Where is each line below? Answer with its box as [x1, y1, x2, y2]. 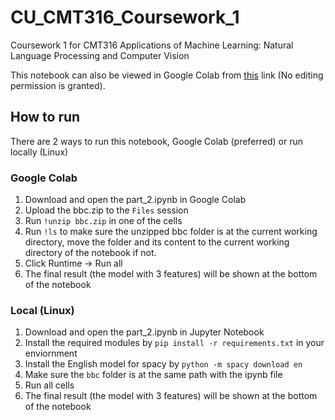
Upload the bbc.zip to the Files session [24, 204, 189, 216]
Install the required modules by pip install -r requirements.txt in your [24, 337, 325, 349]
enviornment [24, 347, 78, 360]
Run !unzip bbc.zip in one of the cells [24, 215, 183, 227]
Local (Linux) [10, 303, 75, 317]
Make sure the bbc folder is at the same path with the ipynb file [24, 369, 283, 381]
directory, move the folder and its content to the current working [24, 236, 290, 248]
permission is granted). [10, 79, 106, 91]
